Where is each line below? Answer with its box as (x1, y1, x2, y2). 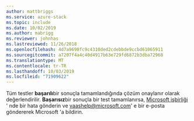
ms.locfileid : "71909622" (6, 74, 69, 79)
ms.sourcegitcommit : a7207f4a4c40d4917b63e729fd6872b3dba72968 (6, 52, 164, 58)
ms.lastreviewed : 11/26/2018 (6, 42, 77, 47)
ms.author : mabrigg (6, 30, 54, 36)
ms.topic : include (6, 19, 51, 25)
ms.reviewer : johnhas (6, 36, 59, 42)
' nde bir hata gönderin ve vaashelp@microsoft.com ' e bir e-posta (6, 102, 165, 109)
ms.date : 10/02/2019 (6, 25, 57, 31)
